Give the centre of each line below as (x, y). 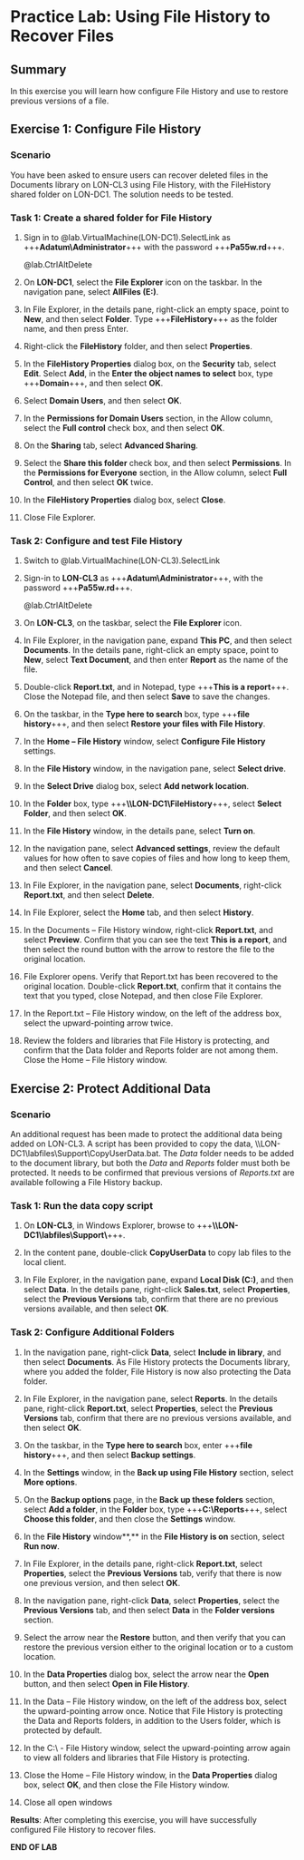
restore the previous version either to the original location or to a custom (158, 1647)
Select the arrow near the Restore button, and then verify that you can (154, 1637)
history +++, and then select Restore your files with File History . (144, 724)
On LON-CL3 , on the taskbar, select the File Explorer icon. (133, 623)
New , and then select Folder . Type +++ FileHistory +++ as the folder (151, 318)
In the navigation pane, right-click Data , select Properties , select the (151, 1600)
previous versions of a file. (60, 101)
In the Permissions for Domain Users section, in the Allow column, (148, 418)
